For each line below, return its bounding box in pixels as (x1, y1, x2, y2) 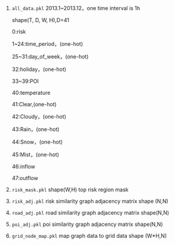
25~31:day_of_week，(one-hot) (11, 53, 89, 60)
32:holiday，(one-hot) (11, 66, 67, 73)
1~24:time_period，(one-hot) (11, 41, 83, 47)
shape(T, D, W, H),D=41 (11, 17, 70, 23)
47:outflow (11, 175, 39, 181)
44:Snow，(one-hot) (11, 138, 63, 145)
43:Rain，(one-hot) (11, 126, 60, 132)
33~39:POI (11, 77, 39, 85)
